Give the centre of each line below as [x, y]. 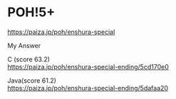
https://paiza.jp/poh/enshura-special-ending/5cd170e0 [88, 66]
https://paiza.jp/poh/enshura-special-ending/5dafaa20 [88, 88]
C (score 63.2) [29, 59]
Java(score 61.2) [32, 80]
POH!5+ [31, 12]
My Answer [24, 45]
